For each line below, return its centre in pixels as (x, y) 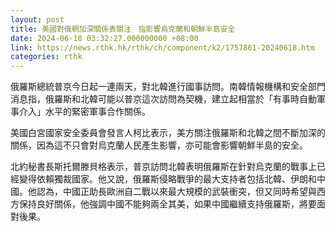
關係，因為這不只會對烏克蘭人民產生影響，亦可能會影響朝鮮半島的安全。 (159, 145)
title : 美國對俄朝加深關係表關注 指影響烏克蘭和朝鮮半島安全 (123, 29)
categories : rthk (46, 57)
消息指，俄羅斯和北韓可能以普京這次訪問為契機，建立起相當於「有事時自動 (163, 99)
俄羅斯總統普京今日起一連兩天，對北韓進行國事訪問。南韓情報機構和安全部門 (168, 87)
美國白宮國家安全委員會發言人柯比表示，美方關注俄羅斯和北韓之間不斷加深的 (168, 133)
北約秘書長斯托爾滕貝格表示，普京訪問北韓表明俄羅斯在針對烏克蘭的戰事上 (163, 167)
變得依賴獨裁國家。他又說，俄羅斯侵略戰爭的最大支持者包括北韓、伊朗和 (167, 179)
